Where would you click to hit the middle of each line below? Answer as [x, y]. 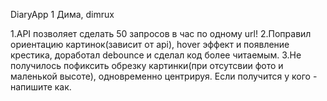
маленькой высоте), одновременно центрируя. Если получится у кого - [164, 76]
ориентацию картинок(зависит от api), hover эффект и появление [150, 44]
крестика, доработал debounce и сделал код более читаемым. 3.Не [156, 55]
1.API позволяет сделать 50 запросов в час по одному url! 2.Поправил [161, 33]
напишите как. [41, 87]
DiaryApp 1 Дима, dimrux [62, 14]
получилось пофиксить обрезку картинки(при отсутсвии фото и [147, 65]
